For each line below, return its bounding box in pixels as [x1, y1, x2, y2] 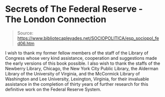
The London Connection [5, 14, 107, 25]
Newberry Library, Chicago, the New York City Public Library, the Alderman [5, 65, 159, 72]
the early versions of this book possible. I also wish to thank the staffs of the [5, 60, 161, 66]
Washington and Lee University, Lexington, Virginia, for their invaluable [5, 76, 149, 82]
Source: [17, 30, 34, 36]
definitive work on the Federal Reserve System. [5, 86, 101, 92]
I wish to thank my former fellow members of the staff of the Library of [5, 50, 149, 56]
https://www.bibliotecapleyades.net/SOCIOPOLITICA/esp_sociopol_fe [17, 35, 159, 41]
